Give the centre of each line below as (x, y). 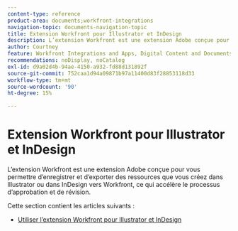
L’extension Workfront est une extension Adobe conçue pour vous (104, 170)
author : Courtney (33, 47)
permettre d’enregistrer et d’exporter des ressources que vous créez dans (115, 177)
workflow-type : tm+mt (39, 80)
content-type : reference (44, 14)
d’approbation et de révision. (49, 192)
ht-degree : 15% (30, 93)
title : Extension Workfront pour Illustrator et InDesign (95, 34)
